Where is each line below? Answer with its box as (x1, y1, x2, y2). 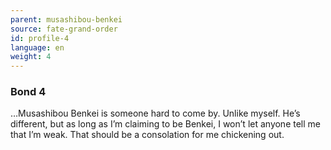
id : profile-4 (10, 33, 70, 43)
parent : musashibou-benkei (10, 14, 123, 25)
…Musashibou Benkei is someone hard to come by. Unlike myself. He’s (10, 107, 301, 120)
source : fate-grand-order (10, 24, 118, 34)
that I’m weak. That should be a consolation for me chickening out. (10, 129, 285, 141)
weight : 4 (10, 52, 52, 62)
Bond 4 (10, 85, 47, 99)
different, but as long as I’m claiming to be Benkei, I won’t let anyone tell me (10, 118, 321, 130)
